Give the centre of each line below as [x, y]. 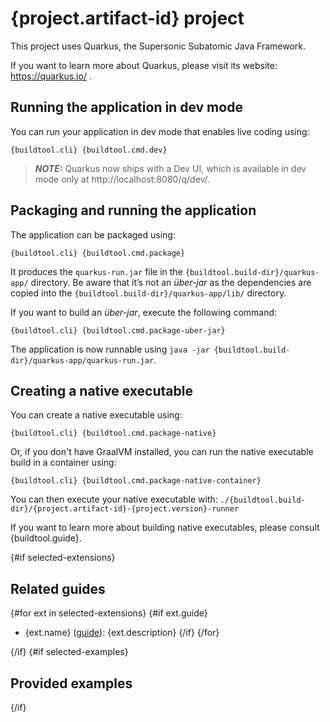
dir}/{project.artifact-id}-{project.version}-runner [125, 509]
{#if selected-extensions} [63, 558]
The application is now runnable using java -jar [110, 349]
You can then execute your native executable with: [114, 499]
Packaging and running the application [133, 210]
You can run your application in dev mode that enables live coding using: [160, 131]
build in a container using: [63, 463]
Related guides [58, 588]
